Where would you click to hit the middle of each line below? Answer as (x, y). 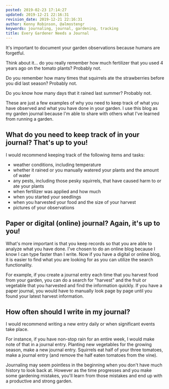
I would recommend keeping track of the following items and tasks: (75, 155)
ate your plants (28, 186)
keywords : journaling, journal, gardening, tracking (62, 29)
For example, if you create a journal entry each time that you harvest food (82, 274)
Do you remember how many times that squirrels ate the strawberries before (85, 78)
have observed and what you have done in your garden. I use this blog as (82, 108)
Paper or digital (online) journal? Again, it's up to (83, 223)
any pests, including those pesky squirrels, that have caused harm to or (87, 181)
